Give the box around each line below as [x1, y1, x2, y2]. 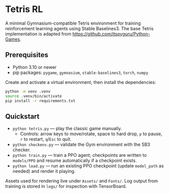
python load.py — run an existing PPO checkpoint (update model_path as [12, 163, 164, 169]
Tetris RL [5, 4, 43, 15]
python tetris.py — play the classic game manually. [12, 126, 122, 132]
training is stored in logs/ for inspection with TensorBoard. [5, 183, 127, 189]
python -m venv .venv [5, 89, 51, 94]
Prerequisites [5, 51, 48, 59]
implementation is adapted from [5, 31, 72, 37]
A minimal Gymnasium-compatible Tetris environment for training [5, 20, 141, 26]
